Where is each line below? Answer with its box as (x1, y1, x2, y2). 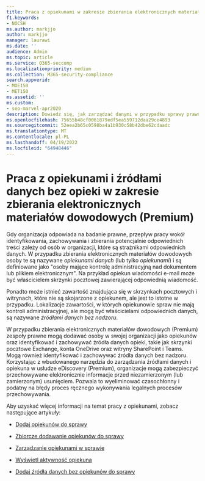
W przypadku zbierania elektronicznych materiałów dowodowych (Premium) (6, 325, 198, 333)
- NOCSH (6, 20, 26, 26)
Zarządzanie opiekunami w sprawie (15, 444, 105, 452)
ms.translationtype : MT (6, 128, 67, 134)
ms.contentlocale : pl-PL (6, 134, 70, 140)
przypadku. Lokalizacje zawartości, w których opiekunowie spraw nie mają (6, 300, 195, 308)
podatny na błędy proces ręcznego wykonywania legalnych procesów (6, 384, 182, 391)
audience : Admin (6, 49, 48, 55)
